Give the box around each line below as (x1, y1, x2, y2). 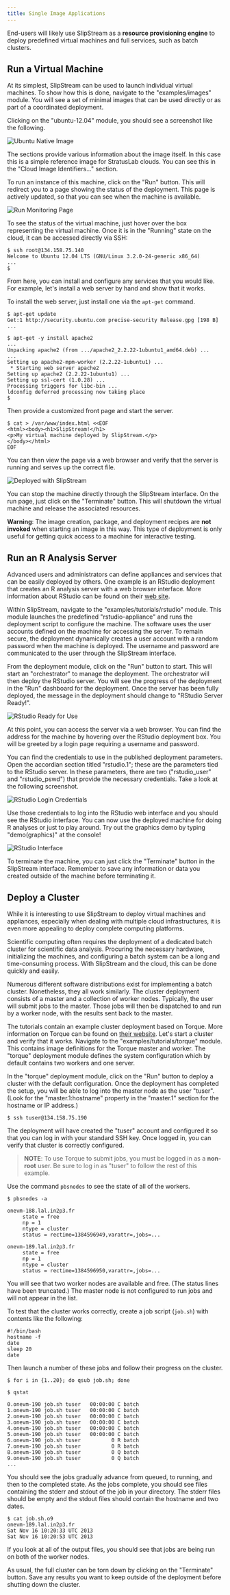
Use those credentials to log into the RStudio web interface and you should (7, 809, 218, 817)
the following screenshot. (7, 782, 79, 791)
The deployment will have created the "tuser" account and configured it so (7, 1126, 218, 1135)
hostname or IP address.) (7, 1101, 79, 1110)
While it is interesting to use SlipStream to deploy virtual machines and (7, 910, 206, 918)
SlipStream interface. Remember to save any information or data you (7, 865, 201, 873)
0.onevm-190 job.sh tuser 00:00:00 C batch (7, 1401, 139, 1408)
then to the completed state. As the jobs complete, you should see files (7, 1481, 207, 1489)
